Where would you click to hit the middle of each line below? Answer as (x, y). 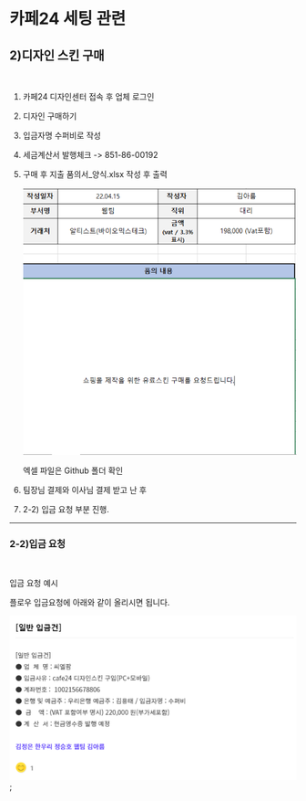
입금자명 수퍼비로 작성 (62, 135)
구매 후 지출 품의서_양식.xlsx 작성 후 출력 (95, 174)
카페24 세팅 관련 (67, 19)
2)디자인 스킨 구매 (57, 55)
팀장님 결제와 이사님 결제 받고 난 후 (85, 490)
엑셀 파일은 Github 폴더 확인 (73, 470)
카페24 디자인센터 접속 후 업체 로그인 (88, 96)
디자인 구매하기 (50, 116)
